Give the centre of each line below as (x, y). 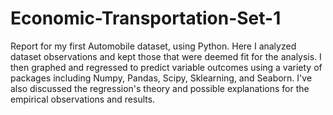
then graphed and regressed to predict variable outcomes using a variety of (166, 67)
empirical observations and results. (83, 99)
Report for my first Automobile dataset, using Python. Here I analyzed (153, 46)
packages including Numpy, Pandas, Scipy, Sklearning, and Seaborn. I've (161, 78)
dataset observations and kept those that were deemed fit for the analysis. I (166, 56)
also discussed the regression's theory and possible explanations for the (160, 88)
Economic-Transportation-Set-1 (146, 18)
